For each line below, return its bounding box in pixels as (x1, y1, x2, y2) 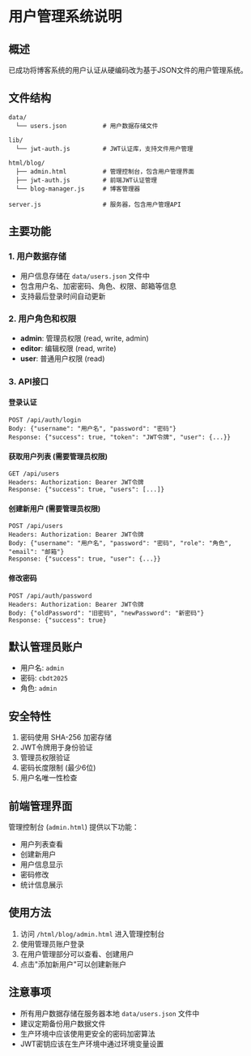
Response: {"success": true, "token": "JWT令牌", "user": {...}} (8, 433, 231, 441)
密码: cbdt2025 (19, 673, 69, 683)
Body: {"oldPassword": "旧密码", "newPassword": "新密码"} (8, 609, 205, 617)
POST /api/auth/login (8, 415, 82, 424)
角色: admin (19, 683, 57, 693)
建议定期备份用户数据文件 (19, 1019, 106, 1028)
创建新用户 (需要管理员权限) (8, 504, 101, 513)
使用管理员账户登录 (19, 938, 85, 949)
